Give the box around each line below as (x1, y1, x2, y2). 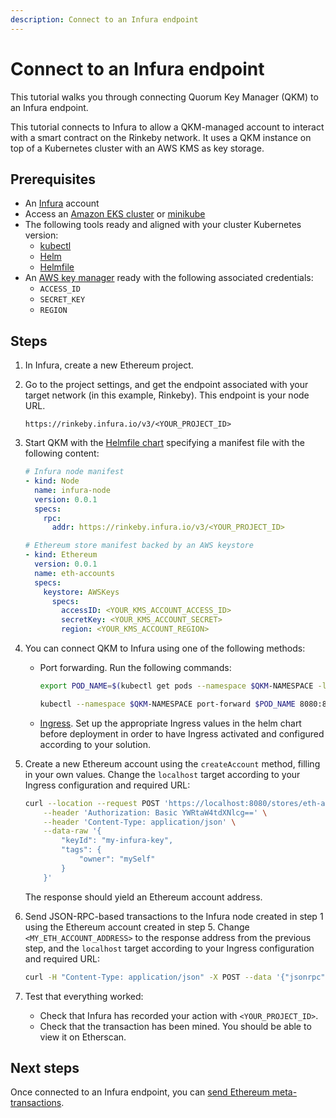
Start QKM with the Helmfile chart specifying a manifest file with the (24, 437, 305, 449)
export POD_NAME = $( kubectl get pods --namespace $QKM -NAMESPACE (39, 681, 314, 691)
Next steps (10, 1059, 80, 1076)
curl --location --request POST (24, 798, 160, 808)
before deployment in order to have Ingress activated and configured (39, 727, 325, 740)
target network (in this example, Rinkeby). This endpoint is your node (24, 389, 310, 401)
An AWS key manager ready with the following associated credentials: (24, 272, 314, 284)
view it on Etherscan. (39, 1031, 127, 1043)
